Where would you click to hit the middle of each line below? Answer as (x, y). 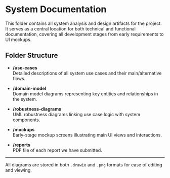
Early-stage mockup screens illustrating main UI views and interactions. (87, 135)
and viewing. (18, 170)
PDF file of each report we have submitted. (57, 150)
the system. (25, 99)
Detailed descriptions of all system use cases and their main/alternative (87, 73)
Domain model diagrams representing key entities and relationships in (85, 94)
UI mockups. (18, 40)
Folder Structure (32, 56)
